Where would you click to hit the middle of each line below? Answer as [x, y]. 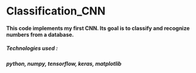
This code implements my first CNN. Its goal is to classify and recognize [98, 28]
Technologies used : [32, 48]
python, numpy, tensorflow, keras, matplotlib [64, 63]
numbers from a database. [40, 34]
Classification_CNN [56, 11]
